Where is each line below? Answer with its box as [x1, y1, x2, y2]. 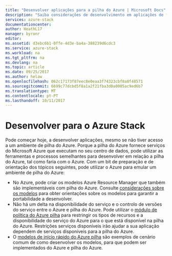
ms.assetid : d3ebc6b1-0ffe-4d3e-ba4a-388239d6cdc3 [5, 41, 116, 46]
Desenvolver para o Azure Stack [5, 120, 145, 132]
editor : [5, 36, 22, 41]
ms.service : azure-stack [5, 46, 58, 51]
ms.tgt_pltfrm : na [5, 55, 45, 60]
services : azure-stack [5, 17, 54, 22]
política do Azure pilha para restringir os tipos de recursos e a [12, 212, 143, 218]
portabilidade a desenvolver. [12, 196, 73, 202]
